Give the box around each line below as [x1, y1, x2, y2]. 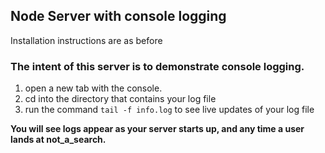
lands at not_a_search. [10, 134, 107, 146]
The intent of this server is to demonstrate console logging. [10, 59, 305, 73]
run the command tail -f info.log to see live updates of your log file [24, 104, 315, 116]
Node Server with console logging [10, 8, 227, 25]
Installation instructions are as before [10, 34, 163, 46]
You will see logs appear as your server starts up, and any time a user [10, 123, 305, 135]
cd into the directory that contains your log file [24, 93, 217, 105]
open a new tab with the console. [24, 82, 163, 94]
